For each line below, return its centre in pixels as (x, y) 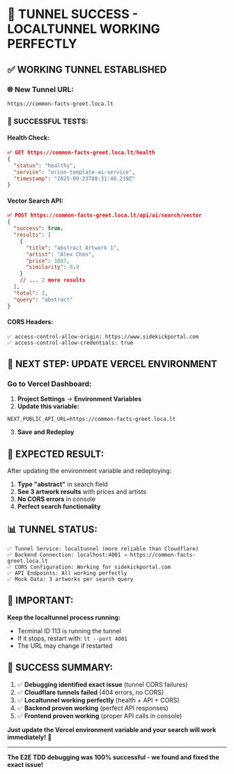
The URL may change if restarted (65, 645)
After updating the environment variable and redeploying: (89, 471)
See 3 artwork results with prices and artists (82, 492)
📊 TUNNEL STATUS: (52, 529)
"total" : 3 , (31, 293)
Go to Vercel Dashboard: (49, 384)
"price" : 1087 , (48, 261)
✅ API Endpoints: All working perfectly (67, 573)
